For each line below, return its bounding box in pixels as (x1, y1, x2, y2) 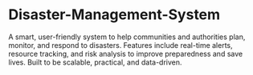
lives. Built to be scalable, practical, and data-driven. (8, 57, 182, 67)
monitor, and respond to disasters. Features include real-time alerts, (8, 40, 233, 49)
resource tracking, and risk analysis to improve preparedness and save (8, 49, 243, 58)
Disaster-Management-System (8, 6, 221, 24)
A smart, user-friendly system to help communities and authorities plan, (8, 32, 246, 41)
